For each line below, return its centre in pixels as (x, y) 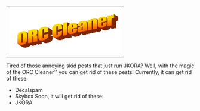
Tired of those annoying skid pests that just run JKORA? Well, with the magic (100, 66)
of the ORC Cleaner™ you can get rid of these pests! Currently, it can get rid (99, 72)
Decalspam (29, 90)
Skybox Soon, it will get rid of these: (59, 97)
